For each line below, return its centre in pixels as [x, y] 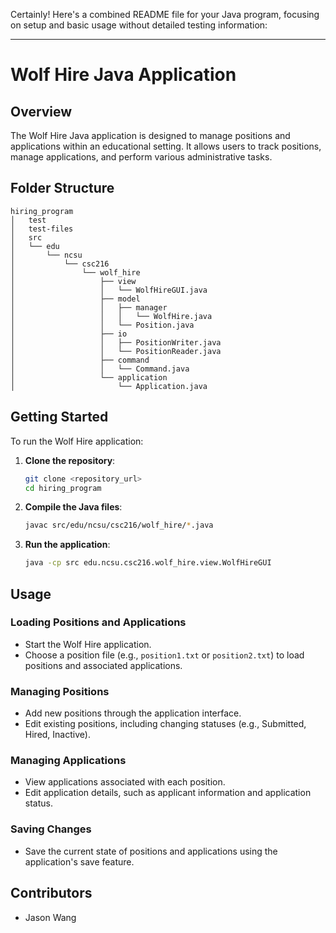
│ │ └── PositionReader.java [116, 351]
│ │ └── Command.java [100, 369]
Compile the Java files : [73, 507]
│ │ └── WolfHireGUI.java [109, 290]
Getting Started [59, 417]
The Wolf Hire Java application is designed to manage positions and [150, 135]
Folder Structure [62, 188]
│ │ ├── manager [89, 307]
